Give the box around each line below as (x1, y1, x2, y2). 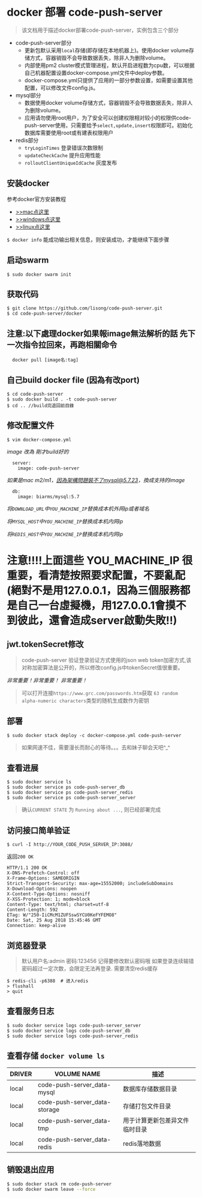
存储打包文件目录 (122, 1101, 171, 1110)
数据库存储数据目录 (122, 1085, 177, 1093)
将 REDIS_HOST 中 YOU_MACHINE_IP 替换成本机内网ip (7, 530, 123, 537)
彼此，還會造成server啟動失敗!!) (17, 614, 177, 627)
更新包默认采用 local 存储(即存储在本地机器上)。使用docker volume (24, 46, 189, 54)
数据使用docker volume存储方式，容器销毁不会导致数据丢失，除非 (24, 99, 188, 106)
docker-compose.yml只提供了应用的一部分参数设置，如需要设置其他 (24, 76, 193, 84)
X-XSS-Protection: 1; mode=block (7, 896, 91, 902)
